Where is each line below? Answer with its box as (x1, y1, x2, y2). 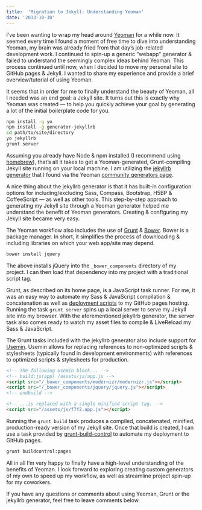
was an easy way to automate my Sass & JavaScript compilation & (6, 293, 171, 300)
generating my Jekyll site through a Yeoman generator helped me (6, 202, 169, 209)
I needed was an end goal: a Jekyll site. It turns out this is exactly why (6, 94, 180, 101)
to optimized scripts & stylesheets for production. (6, 355, 129, 363)
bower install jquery (6, 251, 61, 257)
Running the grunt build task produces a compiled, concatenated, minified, (6, 417, 195, 424)
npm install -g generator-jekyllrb (6, 124, 96, 130)
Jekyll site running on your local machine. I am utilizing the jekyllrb (6, 164, 172, 172)
